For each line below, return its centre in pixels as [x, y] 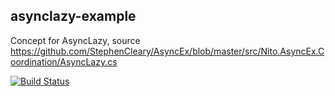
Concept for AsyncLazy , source [75, 40]
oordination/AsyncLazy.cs [64, 61]
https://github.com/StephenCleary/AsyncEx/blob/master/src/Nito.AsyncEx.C [167, 51]
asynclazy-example [73, 16]
